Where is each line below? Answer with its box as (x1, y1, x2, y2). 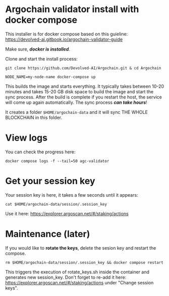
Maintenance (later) (5, 228, 90, 240)
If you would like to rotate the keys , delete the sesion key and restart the (5, 245, 156, 251)
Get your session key (5, 175, 95, 187)
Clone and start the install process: (5, 55, 78, 62)
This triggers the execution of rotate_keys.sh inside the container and (5, 269, 150, 275)
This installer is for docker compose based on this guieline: (5, 31, 128, 37)
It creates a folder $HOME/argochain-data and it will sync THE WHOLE (5, 109, 148, 115)
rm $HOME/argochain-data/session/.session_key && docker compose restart (5, 260, 164, 265)
